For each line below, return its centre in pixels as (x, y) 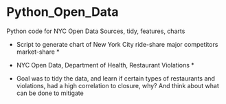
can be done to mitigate (50, 93)
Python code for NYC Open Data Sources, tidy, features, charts (96, 31)
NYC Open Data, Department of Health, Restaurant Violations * (105, 65)
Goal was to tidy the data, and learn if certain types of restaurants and (116, 78)
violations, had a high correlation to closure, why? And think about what (117, 85)
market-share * (38, 52)
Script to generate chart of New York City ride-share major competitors (117, 44)
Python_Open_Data (63, 12)
